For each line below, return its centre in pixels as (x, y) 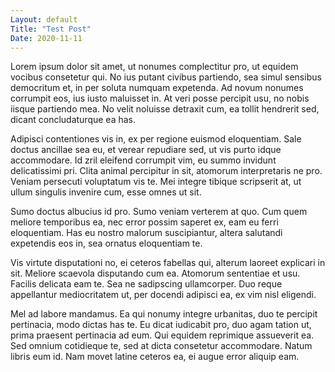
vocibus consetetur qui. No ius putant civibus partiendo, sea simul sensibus (166, 77)
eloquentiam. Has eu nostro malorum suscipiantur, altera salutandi (146, 233)
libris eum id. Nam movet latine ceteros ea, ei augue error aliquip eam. (155, 357)
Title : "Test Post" (51, 29)
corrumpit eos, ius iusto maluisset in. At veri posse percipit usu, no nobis (160, 98)
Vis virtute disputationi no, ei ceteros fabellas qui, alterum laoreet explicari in (168, 263)
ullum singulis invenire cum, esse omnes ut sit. (106, 192)
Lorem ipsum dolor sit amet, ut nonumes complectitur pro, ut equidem (154, 67)
